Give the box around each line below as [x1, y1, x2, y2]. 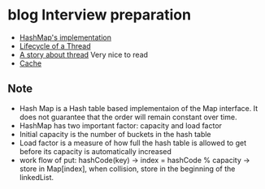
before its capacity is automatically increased [19, 146, 172, 156]
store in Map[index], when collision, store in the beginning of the [19, 164, 236, 174]
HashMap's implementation [19, 32, 111, 42]
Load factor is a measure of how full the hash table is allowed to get [19, 138, 247, 148]
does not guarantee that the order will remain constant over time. [19, 112, 237, 122]
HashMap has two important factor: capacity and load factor [19, 120, 223, 131]
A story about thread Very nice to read [19, 49, 148, 59]
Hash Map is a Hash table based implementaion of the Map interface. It [19, 103, 258, 113]
